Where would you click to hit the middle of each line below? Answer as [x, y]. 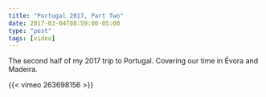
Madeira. [23, 70]
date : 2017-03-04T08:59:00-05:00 [64, 23]
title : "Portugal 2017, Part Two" [66, 16]
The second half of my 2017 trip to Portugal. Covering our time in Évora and [133, 61]
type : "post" [30, 30]
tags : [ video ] [32, 38]
